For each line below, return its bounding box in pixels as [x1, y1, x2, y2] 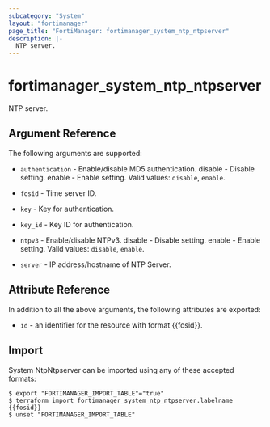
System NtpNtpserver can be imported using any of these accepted [8, 365, 234, 374]
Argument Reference [8, 127, 116, 141]
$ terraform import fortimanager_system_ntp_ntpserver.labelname [8, 396, 233, 404]
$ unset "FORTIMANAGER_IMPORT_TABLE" [8, 410, 136, 419]
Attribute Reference [8, 283, 111, 297]
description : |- [8, 34, 63, 43]
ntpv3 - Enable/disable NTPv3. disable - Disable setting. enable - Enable [19, 235, 261, 245]
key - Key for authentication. [19, 204, 115, 213]
